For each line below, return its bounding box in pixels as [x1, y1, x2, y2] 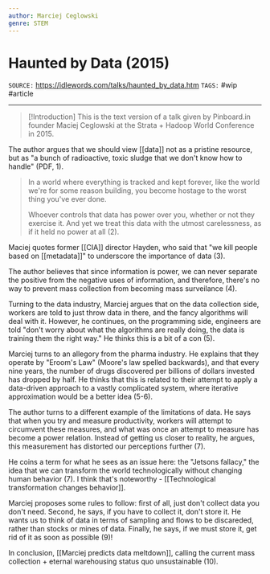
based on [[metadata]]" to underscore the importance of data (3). [8, 251, 226, 261]
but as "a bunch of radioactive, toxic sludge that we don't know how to [8, 154, 243, 163]
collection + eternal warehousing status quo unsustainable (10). [8, 556, 219, 567]
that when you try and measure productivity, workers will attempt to [8, 416, 233, 426]
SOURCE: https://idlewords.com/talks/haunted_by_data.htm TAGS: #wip [8, 80, 238, 90]
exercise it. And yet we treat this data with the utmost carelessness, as [27, 219, 262, 228]
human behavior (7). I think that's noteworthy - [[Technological [8, 474, 216, 484]
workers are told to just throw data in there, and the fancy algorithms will [8, 308, 248, 318]
